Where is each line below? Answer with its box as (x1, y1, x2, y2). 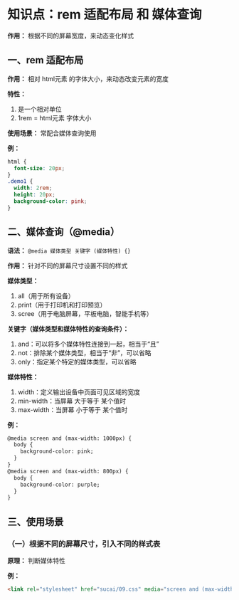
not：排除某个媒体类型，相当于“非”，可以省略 (17, 348, 152, 357)
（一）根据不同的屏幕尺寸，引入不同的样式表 (7, 539, 161, 549)
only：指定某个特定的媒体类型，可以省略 (17, 357, 137, 366)
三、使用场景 (7, 515, 64, 527)
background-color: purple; (20, 481, 100, 488)
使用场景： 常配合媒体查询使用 (7, 129, 97, 137)
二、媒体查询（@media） (7, 226, 120, 238)
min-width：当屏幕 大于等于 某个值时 (17, 396, 127, 405)
